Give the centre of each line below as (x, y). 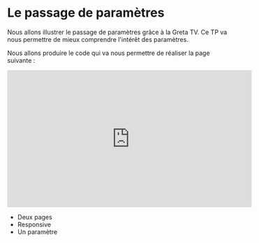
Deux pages (35, 217)
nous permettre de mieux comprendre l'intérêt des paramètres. (98, 39)
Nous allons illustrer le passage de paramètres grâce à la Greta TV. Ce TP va (117, 32)
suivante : (21, 60)
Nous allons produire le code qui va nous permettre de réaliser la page (109, 53)
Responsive (34, 224)
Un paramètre (37, 232)
